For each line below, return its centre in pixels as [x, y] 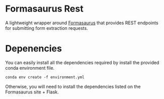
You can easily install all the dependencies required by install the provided [82, 62]
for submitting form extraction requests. [47, 28]
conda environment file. [30, 68]
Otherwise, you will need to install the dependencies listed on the [73, 86]
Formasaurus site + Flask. [32, 92]
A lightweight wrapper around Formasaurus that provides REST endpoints [82, 23]
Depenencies [34, 49]
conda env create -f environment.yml [45, 77]
